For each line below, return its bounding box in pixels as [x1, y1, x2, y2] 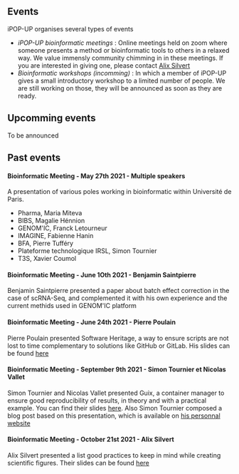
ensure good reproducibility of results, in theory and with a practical [7, 396, 207, 405]
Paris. [7, 195, 25, 204]
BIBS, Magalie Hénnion [17, 217, 85, 225]
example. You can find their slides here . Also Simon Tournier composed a [7, 403, 223, 412]
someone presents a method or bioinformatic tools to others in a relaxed [17, 46, 230, 54]
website [7, 418, 31, 427]
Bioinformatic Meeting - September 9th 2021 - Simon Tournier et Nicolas [7, 365, 226, 373]
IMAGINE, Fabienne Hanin [17, 232, 94, 240]
